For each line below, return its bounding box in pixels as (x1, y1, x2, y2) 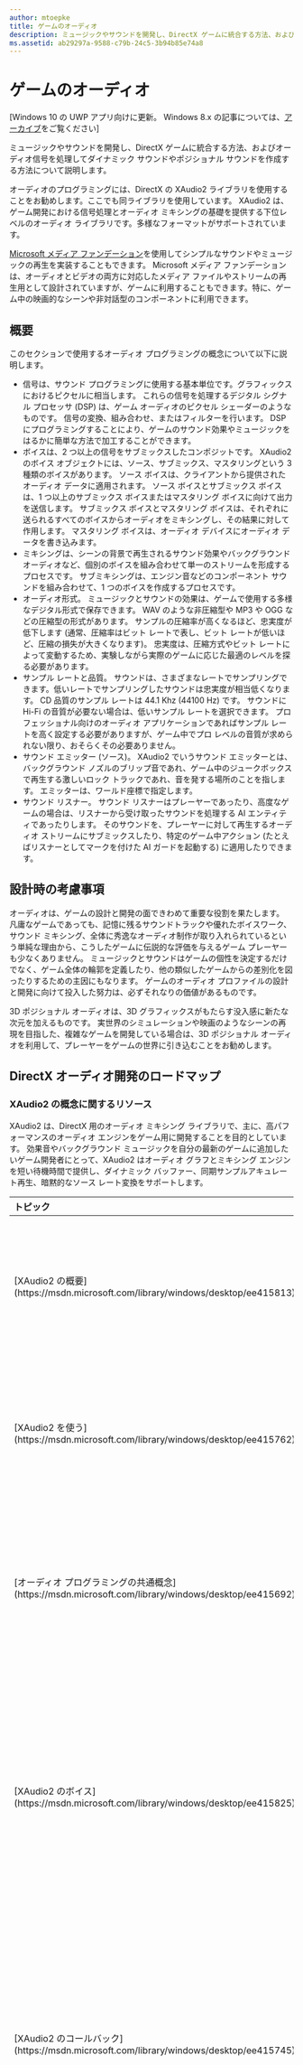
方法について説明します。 (16, 164, 112, 176)
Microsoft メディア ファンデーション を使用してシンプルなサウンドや (9, 248, 262, 259)
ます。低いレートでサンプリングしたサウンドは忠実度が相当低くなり (30, 684, 282, 694)
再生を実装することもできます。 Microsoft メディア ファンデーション (32, 259, 287, 271)
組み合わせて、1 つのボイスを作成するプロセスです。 (46, 582, 241, 593)
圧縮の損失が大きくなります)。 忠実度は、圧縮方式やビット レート (38, 639, 283, 649)
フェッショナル (22, 717, 78, 728)
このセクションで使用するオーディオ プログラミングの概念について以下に (9, 349, 280, 359)
